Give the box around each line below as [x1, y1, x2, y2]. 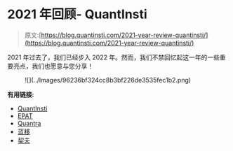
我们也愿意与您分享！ [31, 62, 93, 70]
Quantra [17, 119, 41, 127]
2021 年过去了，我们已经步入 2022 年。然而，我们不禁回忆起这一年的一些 [7, 53, 220, 62]
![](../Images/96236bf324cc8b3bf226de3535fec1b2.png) [25, 75, 192, 84]
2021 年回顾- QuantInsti [7, 6, 147, 22]
